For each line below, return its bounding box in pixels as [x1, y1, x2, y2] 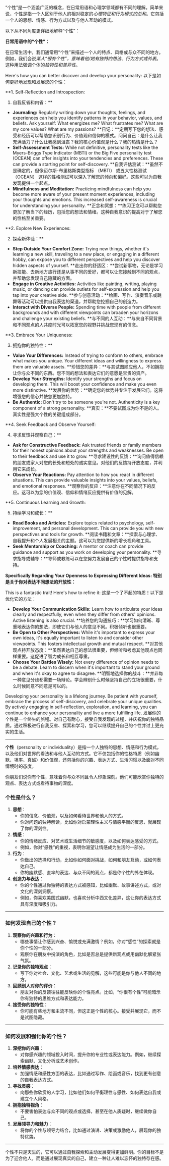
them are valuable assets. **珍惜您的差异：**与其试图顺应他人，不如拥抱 [12, 364, 164, 369]
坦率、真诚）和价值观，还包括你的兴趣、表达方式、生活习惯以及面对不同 [14, 757, 164, 763]
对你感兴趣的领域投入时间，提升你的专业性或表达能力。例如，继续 [20, 1051, 157, 1057]
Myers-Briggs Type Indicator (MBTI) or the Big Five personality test [12, 150, 152, 155]
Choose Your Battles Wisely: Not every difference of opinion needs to [12, 659, 159, 665]
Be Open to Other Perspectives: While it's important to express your [12, 629, 155, 635]
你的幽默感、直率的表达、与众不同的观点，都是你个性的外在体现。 [20, 870, 157, 876]
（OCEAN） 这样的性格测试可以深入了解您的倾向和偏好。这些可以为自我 [12, 174, 162, 180]
